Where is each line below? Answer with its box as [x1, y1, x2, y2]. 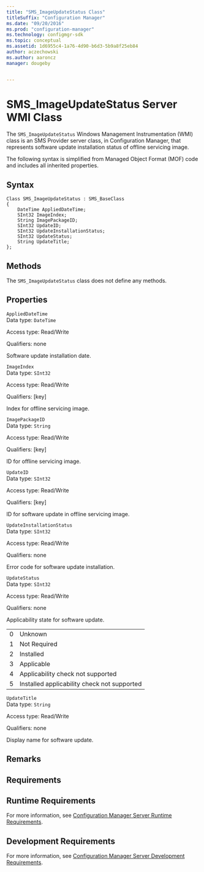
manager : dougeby [6, 60, 51, 66]
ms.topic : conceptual [6, 37, 62, 43]
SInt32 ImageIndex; [17, 212, 67, 218]
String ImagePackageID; [17, 217, 78, 224]
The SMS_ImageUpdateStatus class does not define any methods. [6, 277, 167, 285]
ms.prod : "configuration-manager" [6, 26, 95, 32]
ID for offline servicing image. [6, 457, 81, 465]
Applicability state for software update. [6, 616, 105, 623]
